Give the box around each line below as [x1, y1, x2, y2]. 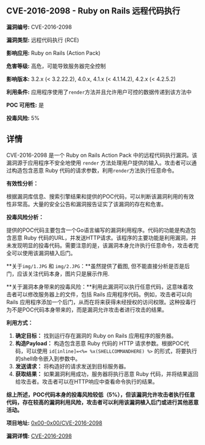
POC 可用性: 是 [6, 101, 45, 108]
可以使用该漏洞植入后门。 [11, 249, 76, 256]
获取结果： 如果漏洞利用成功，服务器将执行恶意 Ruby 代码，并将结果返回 [15, 370, 199, 378]
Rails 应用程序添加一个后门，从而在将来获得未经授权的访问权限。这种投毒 [6, 298, 191, 305]
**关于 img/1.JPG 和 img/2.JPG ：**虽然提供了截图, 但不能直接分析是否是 [6, 262, 185, 269]
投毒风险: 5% [6, 114, 40, 121]
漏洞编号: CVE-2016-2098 [6, 23, 72, 31]
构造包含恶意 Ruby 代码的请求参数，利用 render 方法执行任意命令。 [11, 166, 178, 174]
